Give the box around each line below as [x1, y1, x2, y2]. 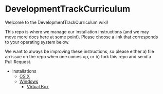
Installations [12, 68, 36, 74]
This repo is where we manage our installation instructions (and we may [5, 29, 149, 34]
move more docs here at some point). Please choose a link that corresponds [5, 34, 158, 40]
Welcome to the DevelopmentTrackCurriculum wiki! [5, 19, 108, 25]
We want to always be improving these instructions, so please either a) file [5, 48, 154, 54]
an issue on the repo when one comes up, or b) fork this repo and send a [5, 53, 151, 59]
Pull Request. [5, 59, 32, 64]
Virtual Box [26, 83, 49, 89]
